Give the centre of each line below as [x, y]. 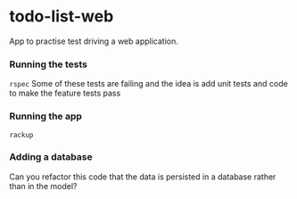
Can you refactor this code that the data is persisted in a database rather [143, 177]
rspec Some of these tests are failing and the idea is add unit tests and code [148, 84]
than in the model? [43, 186]
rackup [21, 135]
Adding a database [51, 157]
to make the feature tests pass [65, 93]
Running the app [46, 116]
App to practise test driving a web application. [94, 41]
